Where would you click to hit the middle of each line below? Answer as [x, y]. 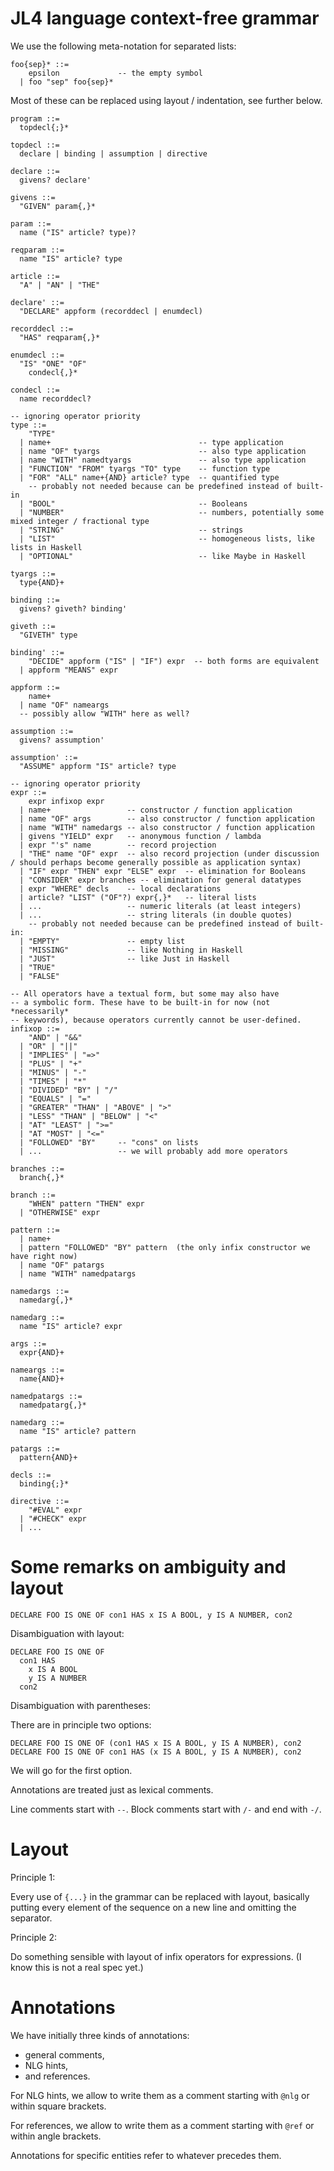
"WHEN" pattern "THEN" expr [86, 1203]
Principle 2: [34, 1937]
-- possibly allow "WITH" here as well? [104, 713]
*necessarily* [40, 1011]
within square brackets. [58, 2106]
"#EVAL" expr [55, 1510]
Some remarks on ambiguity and [148, 1567]
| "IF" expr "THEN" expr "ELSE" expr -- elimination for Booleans [163, 871]
